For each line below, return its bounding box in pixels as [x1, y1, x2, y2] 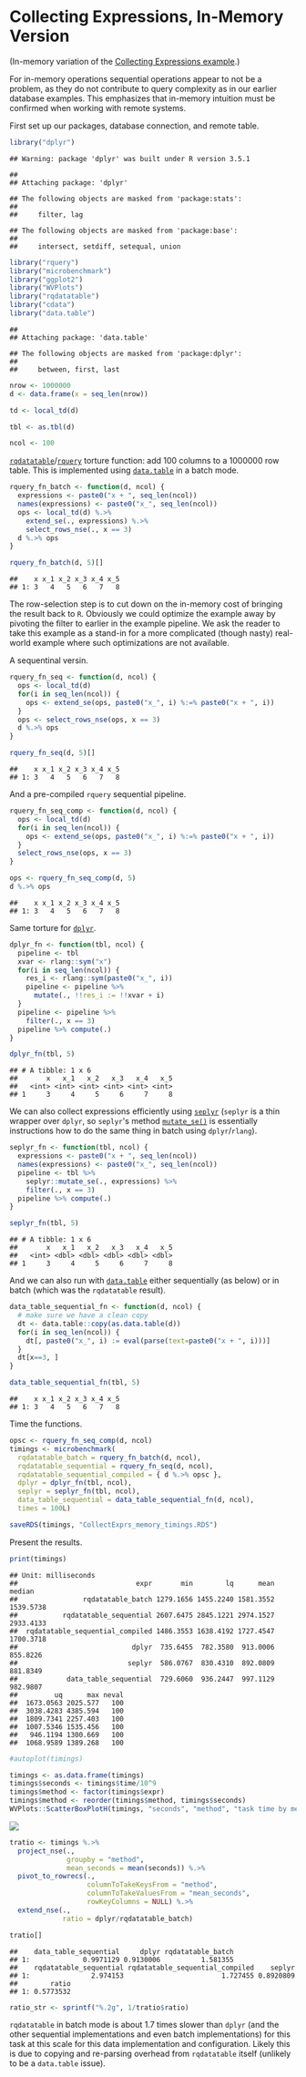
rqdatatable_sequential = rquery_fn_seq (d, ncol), [17, 1461, 214, 1470]
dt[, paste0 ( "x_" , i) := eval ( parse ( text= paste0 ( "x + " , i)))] [25, 1336, 271, 1345]
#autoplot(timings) [9, 1754, 84, 1764]
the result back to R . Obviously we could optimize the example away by [9, 609, 276, 619]
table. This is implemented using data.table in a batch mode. [9, 465, 240, 476]
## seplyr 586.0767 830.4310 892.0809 [9, 1658, 275, 1668]
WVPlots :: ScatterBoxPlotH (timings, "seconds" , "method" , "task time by [9, 1805, 287, 1814]
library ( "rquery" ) [9, 258, 79, 267]
